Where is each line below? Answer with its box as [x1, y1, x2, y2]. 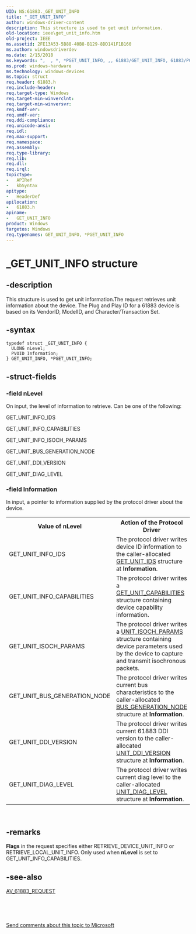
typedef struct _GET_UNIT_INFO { [6, 341, 87, 346]
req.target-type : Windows [6, 90, 69, 96]
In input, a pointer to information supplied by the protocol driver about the [6, 499, 183, 506]
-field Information [6, 485, 57, 493]
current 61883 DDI [116, 727, 169, 735]
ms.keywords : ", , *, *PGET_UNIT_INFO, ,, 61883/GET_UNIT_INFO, [6, 57, 168, 63]
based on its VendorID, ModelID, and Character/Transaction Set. [6, 308, 160, 315]
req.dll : [6, 161, 27, 167]
